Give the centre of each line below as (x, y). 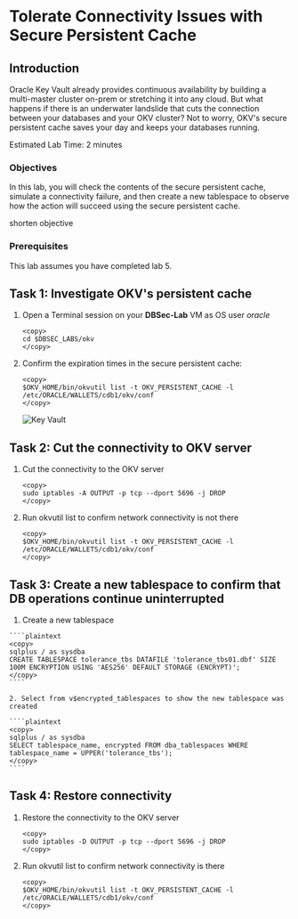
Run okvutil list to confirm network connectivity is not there (130, 517)
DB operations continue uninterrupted (117, 598)
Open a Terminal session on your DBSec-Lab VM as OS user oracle (146, 315)
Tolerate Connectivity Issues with (136, 16)
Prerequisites (39, 247)
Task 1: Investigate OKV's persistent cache (131, 293)
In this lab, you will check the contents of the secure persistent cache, (137, 187)
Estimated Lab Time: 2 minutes (66, 145)
